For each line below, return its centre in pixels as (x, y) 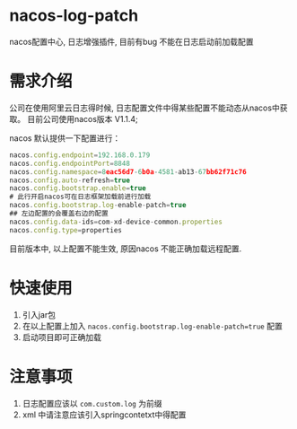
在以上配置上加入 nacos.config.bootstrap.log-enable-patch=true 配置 (152, 326)
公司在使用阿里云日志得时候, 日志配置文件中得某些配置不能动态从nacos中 (144, 108)
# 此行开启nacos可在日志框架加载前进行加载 (80, 197)
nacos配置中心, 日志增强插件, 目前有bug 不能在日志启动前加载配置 (131, 41)
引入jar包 (39, 314)
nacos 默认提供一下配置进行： (65, 138)
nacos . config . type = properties (66, 230)
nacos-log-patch (74, 16)
